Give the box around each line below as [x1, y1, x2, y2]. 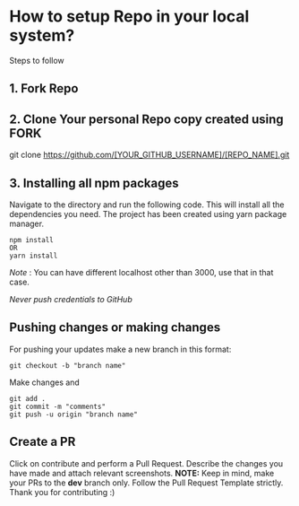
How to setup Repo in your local [9, 6, 250, 27]
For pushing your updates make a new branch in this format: [9, 344, 232, 354]
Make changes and [9, 377, 81, 388]
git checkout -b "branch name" [9, 361, 126, 370]
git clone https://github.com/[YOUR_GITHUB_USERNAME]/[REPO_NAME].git [9, 150, 290, 161]
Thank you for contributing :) [9, 486, 115, 497]
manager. [9, 218, 45, 229]
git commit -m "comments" [9, 402, 106, 411]
